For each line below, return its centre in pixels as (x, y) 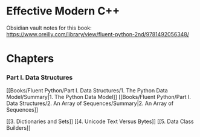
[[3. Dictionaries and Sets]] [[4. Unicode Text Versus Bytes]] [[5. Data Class (100, 121)
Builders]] (18, 128)
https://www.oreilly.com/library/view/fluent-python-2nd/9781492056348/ (98, 34)
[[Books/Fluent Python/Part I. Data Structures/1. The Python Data (87, 91)
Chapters (30, 59)
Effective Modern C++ (63, 11)
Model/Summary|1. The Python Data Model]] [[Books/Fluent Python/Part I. (99, 97)
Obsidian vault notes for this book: (49, 28)
